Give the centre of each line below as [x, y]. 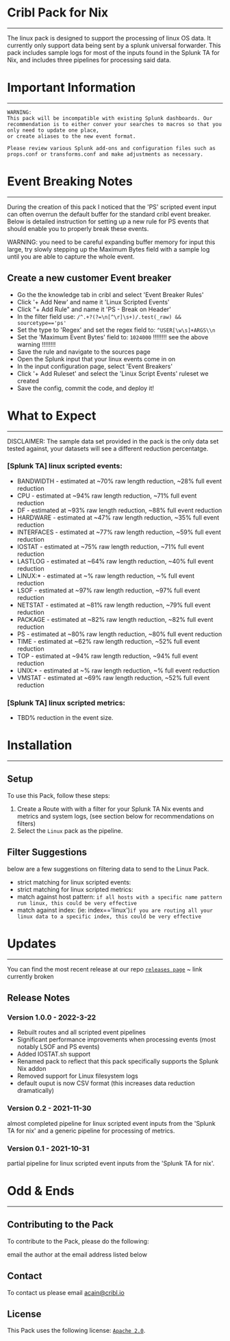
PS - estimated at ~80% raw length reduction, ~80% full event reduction [119, 634]
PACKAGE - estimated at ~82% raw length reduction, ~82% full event [115, 619]
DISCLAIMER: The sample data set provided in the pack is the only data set [113, 441]
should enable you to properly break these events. [78, 228]
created [28, 380]
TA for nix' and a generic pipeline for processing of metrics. [91, 1131]
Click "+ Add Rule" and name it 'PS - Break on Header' [94, 309]
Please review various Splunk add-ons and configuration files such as [111, 148]
